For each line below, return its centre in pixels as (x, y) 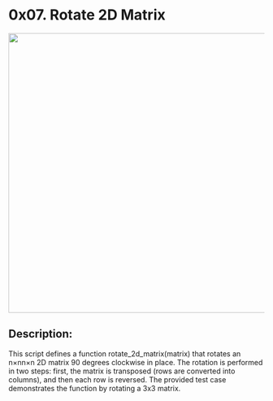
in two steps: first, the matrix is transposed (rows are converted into (122, 371)
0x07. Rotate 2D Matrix (87, 15)
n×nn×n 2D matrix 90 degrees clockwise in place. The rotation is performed (136, 362)
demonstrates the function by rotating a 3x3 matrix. (95, 388)
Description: (41, 334)
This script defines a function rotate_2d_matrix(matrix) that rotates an (125, 353)
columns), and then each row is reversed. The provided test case (117, 379)
